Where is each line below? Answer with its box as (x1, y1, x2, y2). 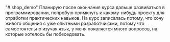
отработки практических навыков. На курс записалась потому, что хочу (5, 15, 164, 21)
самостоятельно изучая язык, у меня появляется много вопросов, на (5, 26, 157, 32)
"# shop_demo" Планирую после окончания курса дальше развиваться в (5, 5, 165, 10)
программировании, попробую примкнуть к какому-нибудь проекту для (5, 10, 165, 16)
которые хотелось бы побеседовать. (5, 31, 86, 37)
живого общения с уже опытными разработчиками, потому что (5, 20, 144, 26)
